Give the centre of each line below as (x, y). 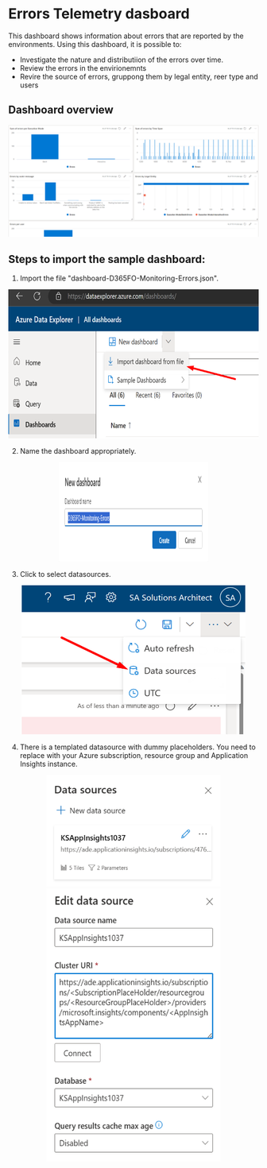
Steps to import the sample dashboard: (107, 259)
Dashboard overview (61, 110)
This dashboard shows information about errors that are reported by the (126, 36)
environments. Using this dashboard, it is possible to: (95, 44)
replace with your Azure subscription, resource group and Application (134, 755)
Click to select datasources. (65, 574)
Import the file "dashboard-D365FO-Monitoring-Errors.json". (119, 278)
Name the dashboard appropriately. (78, 451)
